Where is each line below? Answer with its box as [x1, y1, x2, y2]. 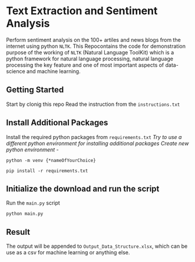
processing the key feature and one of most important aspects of [6, 61, 164, 69]
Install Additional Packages [6, 118, 108, 128]
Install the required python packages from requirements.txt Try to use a [6, 133, 182, 140]
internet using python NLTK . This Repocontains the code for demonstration [6, 43, 186, 50]
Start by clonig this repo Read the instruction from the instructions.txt [6, 101, 180, 108]
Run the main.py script [6, 199, 60, 206]
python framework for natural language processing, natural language [6, 55, 174, 62]
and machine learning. [26, 67, 81, 75]
